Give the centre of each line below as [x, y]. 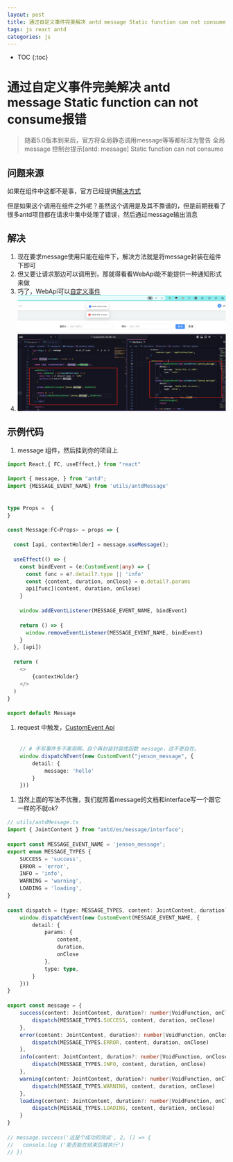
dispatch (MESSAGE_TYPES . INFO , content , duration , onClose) [119, 1064]
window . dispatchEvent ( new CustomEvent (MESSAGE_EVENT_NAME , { [110, 917]
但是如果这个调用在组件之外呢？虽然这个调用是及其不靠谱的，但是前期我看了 [116, 206]
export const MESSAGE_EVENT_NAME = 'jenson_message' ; [87, 844]
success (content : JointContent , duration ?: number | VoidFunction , [116, 1013]
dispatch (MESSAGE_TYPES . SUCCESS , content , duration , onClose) [124, 1020]
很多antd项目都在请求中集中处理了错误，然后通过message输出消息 [102, 214]
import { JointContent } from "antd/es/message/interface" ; [96, 830]
